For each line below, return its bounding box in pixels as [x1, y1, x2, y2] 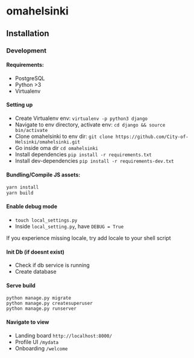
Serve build [6, 281, 36, 289]
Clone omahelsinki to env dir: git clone [14, 133, 113, 140]
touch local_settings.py [14, 218, 78, 224]
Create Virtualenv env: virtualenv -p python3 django [14, 115, 148, 122]
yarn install [6, 184, 39, 190]
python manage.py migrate [6, 295, 71, 301]
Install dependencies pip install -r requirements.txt [14, 151, 152, 158]
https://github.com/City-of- [115, 134, 189, 140]
